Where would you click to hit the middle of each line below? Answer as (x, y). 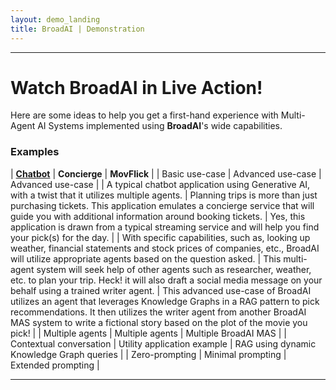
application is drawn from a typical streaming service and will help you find (165, 227)
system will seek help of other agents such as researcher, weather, (174, 269)
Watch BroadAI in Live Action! (136, 87)
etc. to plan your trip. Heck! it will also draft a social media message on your (166, 280)
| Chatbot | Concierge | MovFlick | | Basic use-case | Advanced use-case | (166, 173)
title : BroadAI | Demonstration (77, 29)
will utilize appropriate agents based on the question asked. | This (146, 258)
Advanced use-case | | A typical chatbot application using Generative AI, (160, 184)
